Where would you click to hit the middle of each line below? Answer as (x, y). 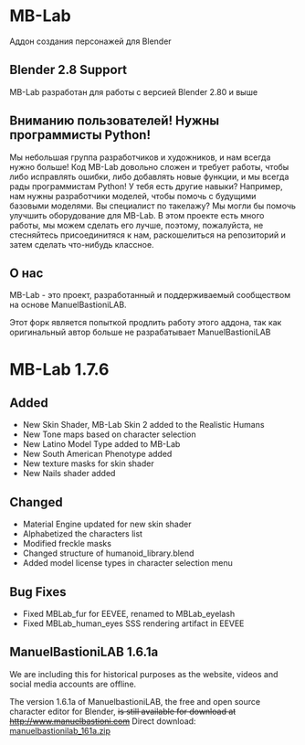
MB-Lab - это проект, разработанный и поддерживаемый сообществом (150, 295)
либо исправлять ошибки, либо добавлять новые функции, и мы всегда (149, 176)
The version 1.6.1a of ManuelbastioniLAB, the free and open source (135, 701)
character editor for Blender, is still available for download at (123, 711)
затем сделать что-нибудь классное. (82, 244)
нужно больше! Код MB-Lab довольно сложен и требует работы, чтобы (149, 166)
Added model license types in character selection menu (127, 563)
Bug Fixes (38, 592)
